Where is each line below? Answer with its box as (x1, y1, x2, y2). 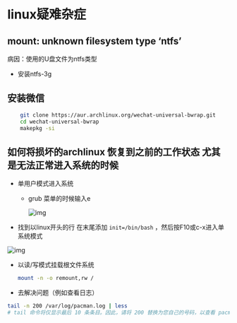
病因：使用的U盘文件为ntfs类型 (7, 54, 97, 63)
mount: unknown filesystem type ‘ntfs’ (7, 35, 182, 47)
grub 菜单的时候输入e (28, 194, 91, 203)
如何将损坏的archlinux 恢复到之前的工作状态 (7, 146, 200, 158)
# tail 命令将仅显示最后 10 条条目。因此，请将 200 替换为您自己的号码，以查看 (7, 309, 216, 316)
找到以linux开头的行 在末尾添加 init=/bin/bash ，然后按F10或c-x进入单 (17, 223, 224, 232)
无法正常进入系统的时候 (16, 159, 119, 171)
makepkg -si (20, 124, 55, 131)
